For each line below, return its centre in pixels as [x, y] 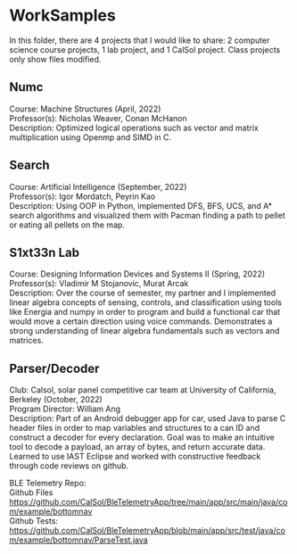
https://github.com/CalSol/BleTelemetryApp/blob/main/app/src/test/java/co [147, 531]
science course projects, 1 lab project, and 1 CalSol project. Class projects [145, 49]
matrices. [27, 341]
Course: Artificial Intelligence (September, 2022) [98, 186]
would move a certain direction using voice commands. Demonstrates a [141, 321]
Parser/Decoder [54, 368]
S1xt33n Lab [45, 252]
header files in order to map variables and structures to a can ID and [135, 428]
